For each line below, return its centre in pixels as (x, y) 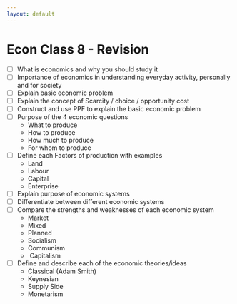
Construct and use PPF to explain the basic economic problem (109, 108)
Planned (40, 233)
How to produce (51, 132)
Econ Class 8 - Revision (78, 49)
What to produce (52, 125)
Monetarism (45, 294)
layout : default (31, 14)
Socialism (42, 240)
